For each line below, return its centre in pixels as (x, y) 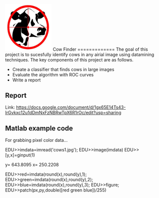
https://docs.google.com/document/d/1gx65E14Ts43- (71, 107)
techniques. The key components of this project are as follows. (69, 60)
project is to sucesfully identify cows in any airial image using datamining (80, 54)
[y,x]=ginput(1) (20, 155)
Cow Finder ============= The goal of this (100, 49)
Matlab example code (39, 128)
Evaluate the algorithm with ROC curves (53, 74)
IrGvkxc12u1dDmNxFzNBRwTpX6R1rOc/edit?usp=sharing (63, 113)
